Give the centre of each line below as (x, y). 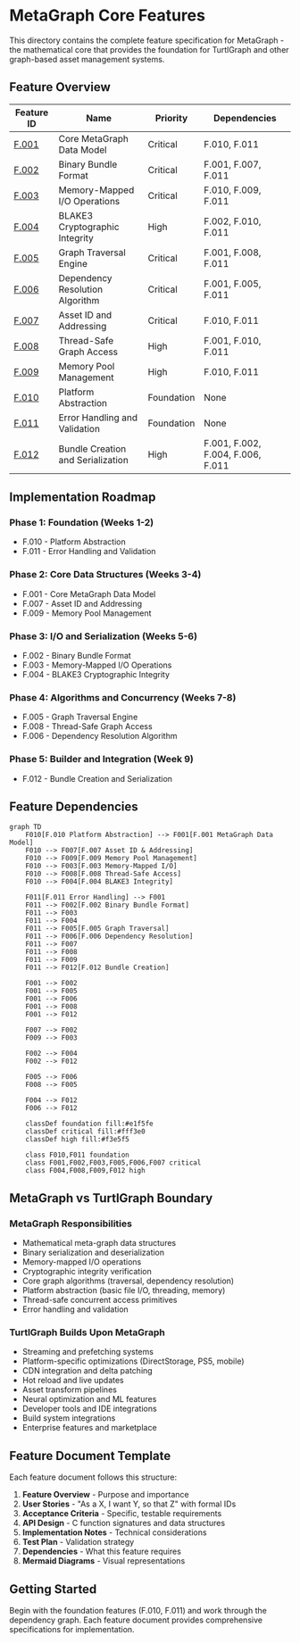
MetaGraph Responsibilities (71, 1224)
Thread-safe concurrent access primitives (100, 1300)
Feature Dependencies (74, 807)
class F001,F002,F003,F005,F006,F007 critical (113, 1163)
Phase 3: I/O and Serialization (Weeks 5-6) (104, 636)
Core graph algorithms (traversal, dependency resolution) (128, 1281)
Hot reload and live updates (73, 1381)
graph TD (25, 827)
